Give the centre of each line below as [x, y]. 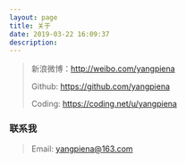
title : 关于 [30, 26]
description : [34, 42]
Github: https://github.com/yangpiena [101, 86]
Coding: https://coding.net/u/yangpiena [104, 104]
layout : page [34, 17]
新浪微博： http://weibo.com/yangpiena [103, 69]
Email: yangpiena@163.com [82, 149]
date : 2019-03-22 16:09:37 [59, 34]
